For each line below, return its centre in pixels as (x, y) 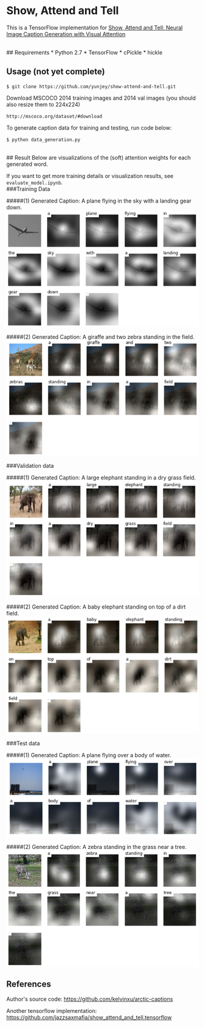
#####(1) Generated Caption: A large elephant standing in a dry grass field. (101, 477)
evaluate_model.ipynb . (35, 182)
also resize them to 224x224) (43, 104)
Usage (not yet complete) (56, 72)
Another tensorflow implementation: (52, 1010)
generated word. (27, 164)
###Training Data (28, 189)
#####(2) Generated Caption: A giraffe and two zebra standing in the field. (100, 336)
